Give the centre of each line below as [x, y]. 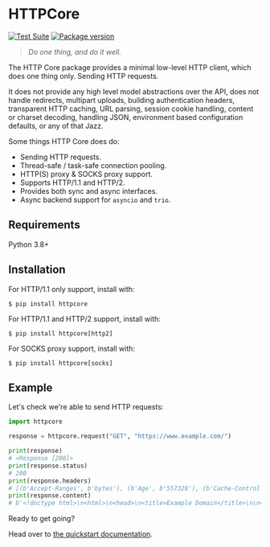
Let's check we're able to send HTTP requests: [86, 407]
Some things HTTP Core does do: [64, 141]
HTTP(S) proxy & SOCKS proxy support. [86, 174]
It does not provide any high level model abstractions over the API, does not [134, 91]
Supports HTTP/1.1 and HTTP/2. [73, 183]
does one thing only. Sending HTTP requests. [84, 76]
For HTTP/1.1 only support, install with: [72, 289]
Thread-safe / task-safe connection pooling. [93, 165]
